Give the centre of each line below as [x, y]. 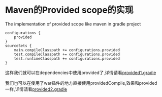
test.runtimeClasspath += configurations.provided [67, 59]
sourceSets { [18, 46]
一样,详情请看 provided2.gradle [36, 89]
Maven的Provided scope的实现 [69, 10]
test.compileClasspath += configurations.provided [67, 54]
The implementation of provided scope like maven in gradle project [73, 24]
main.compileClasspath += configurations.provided [67, 50]
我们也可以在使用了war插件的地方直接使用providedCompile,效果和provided [81, 83]
